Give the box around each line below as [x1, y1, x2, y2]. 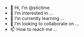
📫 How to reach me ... [10, 26, 58, 32]
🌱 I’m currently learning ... [10, 15, 65, 21]
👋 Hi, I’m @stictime [10, 5, 50, 10]
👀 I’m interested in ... [10, 10, 53, 16]
